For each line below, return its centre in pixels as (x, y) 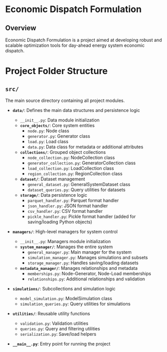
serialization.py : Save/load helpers (58, 334)
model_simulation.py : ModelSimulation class (66, 298)
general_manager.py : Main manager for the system (79, 252)
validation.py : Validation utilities (54, 323)
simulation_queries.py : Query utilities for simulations (75, 304)
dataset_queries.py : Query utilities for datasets (76, 190)
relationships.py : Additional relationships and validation (86, 279)
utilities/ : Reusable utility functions (51, 313)
